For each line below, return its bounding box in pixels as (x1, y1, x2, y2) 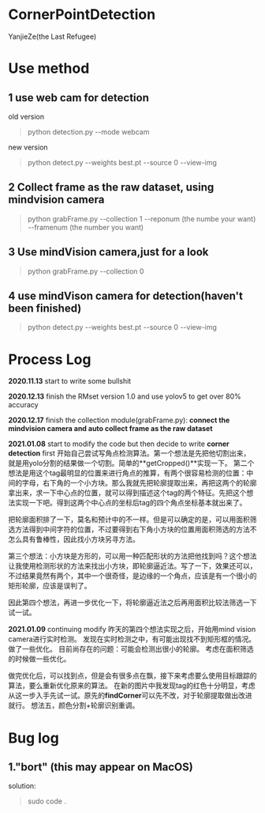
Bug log (8, 729, 59, 747)
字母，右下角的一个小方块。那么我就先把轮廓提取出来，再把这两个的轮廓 (21, 478, 257, 488)
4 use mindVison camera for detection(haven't (8, 289, 243, 302)
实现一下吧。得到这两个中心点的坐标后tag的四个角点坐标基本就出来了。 (14, 498, 247, 508)
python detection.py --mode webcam (27, 127, 150, 136)
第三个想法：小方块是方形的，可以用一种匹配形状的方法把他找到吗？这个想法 (8, 551, 257, 561)
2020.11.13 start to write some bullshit (8, 376, 132, 386)
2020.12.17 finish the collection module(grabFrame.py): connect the (8, 415, 230, 425)
